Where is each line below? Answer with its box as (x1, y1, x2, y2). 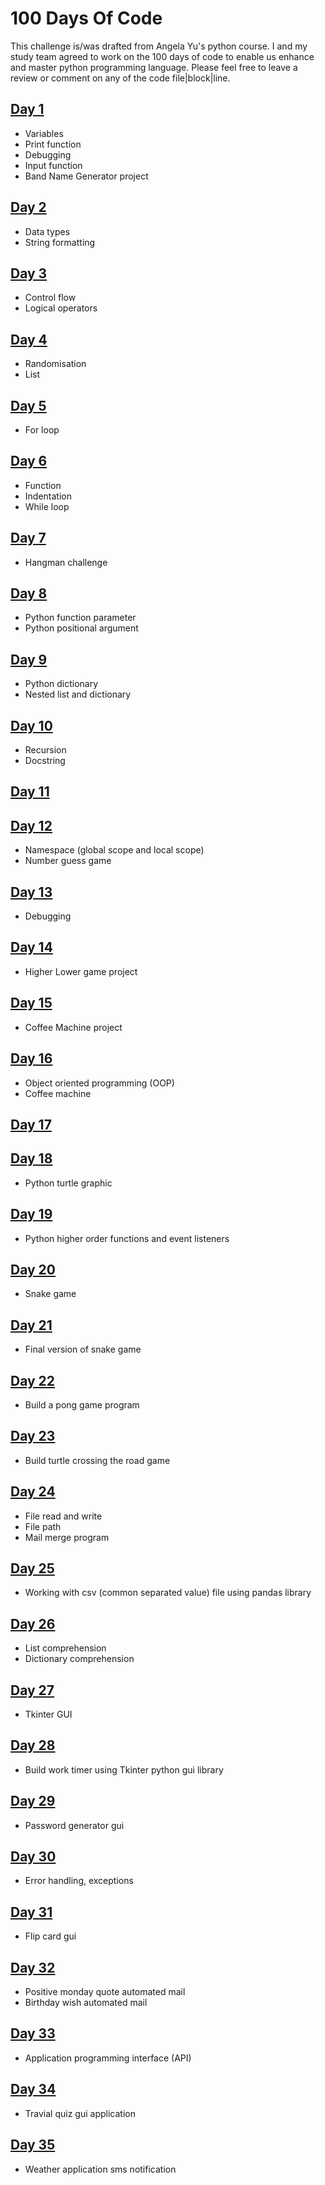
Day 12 (10, 817, 53, 834)
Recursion (24, 744, 67, 756)
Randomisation (24, 358, 87, 370)
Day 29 (10, 1793, 56, 1810)
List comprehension (24, 1642, 107, 1654)
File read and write (24, 1510, 103, 1522)
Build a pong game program (24, 1398, 140, 1411)
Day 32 (10, 1959, 56, 1976)
